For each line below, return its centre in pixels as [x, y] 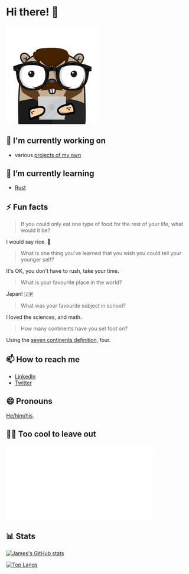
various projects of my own [48, 155]
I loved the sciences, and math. [44, 317]
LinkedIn [25, 376]
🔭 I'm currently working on [56, 141]
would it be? [35, 230]
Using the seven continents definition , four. [58, 340]
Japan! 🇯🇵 [20, 294]
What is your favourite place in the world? [71, 282]
